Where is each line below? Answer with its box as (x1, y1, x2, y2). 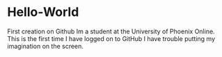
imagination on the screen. (7, 42, 84, 50)
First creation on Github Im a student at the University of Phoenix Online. (7, 27, 215, 35)
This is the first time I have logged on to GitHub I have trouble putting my (7, 34, 216, 42)
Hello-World (7, 4, 79, 20)
